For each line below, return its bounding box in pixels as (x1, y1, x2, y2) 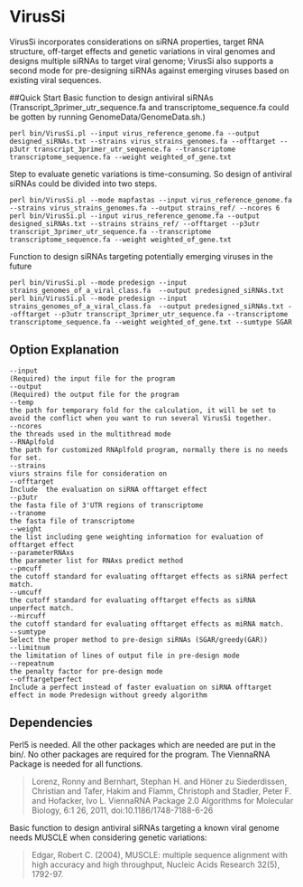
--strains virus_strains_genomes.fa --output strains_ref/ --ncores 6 (9, 203, 280, 212)
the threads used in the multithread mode (9, 429, 171, 439)
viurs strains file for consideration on (9, 468, 168, 478)
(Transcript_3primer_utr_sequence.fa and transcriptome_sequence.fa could (9, 101, 289, 112)
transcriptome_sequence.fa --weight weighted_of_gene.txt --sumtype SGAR (9, 317, 293, 326)
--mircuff (9, 611, 47, 620)
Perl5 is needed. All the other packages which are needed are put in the (9, 739, 277, 750)
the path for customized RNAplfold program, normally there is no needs (9, 445, 289, 454)
